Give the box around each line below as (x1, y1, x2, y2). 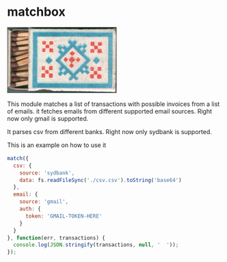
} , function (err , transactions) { (7, 234, 106, 241)
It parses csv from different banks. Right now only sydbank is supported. (7, 127, 212, 135)
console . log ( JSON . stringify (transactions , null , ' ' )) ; (13, 241, 179, 248)
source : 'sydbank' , (19, 169, 75, 176)
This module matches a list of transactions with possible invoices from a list (7, 100, 220, 108)
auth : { (19, 206, 41, 213)
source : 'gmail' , (19, 198, 69, 205)
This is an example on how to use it (7, 141, 107, 149)
